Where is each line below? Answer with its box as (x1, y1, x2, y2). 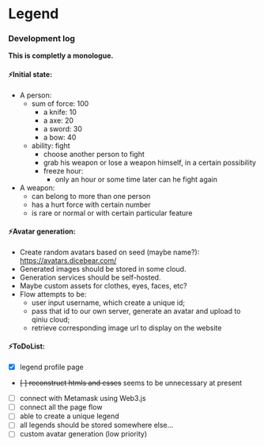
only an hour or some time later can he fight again (55, 174, 218, 184)
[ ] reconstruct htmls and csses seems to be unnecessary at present (19, 378, 243, 388)
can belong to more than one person (31, 191, 151, 200)
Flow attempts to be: (19, 289, 87, 299)
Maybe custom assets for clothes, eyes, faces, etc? (19, 280, 187, 290)
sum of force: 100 (31, 98, 89, 108)
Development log (8, 33, 75, 44)
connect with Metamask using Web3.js (19, 394, 146, 403)
